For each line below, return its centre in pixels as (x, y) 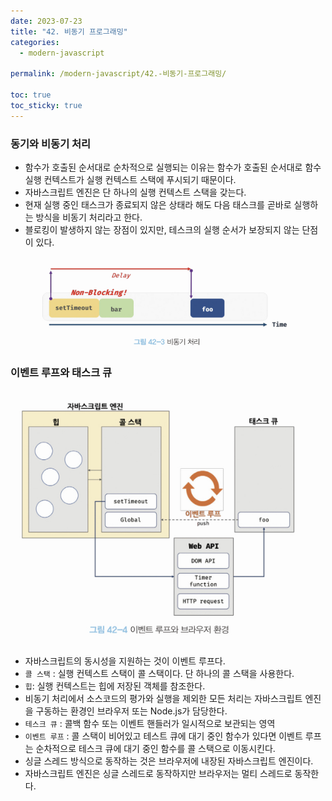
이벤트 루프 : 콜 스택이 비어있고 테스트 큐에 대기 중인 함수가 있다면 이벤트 (163, 736)
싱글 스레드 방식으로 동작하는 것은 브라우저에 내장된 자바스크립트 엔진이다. (169, 761)
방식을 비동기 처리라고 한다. (89, 217)
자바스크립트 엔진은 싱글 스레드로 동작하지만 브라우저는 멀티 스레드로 (158, 774)
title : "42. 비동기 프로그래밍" (69, 31)
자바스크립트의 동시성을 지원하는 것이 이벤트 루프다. (125, 661)
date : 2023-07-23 (46, 21)
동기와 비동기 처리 (51, 143)
